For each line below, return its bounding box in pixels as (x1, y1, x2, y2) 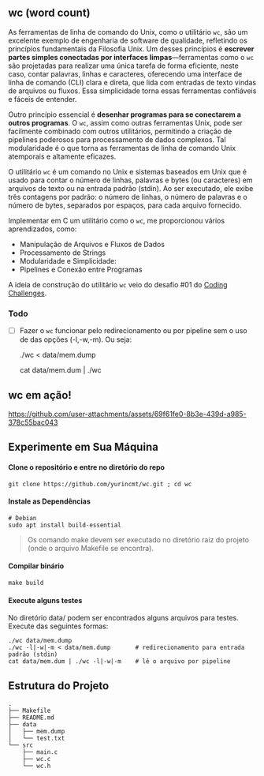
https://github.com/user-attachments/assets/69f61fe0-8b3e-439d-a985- (8, 409, 247, 418)
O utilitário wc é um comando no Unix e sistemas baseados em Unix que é (8, 167, 247, 176)
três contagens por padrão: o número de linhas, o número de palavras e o (8, 192, 248, 201)
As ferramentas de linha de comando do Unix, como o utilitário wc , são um (8, 27, 248, 36)
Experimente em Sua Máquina (8, 440, 159, 454)
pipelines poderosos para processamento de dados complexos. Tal (8, 134, 226, 144)
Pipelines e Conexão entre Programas (19, 264, 143, 274)
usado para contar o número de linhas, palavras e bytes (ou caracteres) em (8, 175, 254, 185)
